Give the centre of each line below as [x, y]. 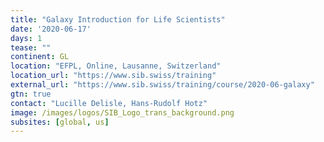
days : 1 [26, 38]
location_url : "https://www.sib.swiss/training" [113, 76]
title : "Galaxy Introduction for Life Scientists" [118, 19]
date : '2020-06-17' [51, 29]
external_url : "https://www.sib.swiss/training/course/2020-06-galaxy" [162, 85]
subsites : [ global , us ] [60, 122]
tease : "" [31, 47]
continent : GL [40, 57]
